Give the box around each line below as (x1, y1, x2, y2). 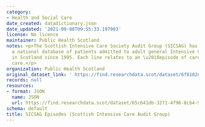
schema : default (6, 105, 48, 112)
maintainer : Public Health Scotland (6, 37, 99, 43)
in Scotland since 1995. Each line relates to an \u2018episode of (12, 54, 187, 60)
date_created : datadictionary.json (6, 20, 97, 26)
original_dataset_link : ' (6, 71, 72, 78)
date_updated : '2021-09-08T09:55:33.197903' (6, 26, 121, 32)
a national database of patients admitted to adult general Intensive (12, 49, 195, 55)
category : (6, 9, 32, 15)
